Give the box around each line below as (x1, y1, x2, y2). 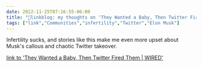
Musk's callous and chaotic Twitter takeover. (6, 42, 118, 50)
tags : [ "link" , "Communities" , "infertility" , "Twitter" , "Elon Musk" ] (6, 20, 180, 26)
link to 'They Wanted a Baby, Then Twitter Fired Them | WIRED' (6, 54, 164, 62)
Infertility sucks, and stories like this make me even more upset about (6, 36, 179, 44)
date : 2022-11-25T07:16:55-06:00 (6, 8, 91, 15)
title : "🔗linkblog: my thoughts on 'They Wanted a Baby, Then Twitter (6, 14, 188, 20)
